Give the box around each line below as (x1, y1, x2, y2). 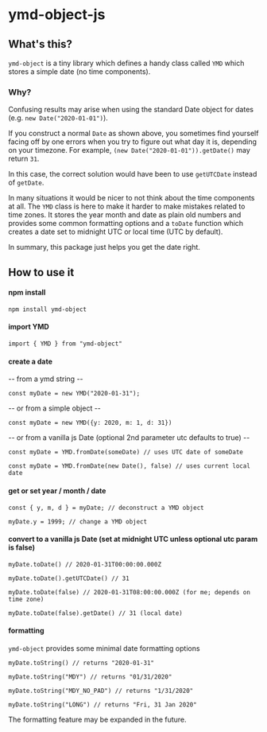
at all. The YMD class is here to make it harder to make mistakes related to (8, 201, 246, 212)
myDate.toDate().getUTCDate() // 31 (8, 574, 130, 582)
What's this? (8, 37, 73, 51)
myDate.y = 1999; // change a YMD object (8, 517, 148, 526)
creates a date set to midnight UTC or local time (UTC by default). (8, 227, 223, 236)
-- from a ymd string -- (8, 374, 83, 384)
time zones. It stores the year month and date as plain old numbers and (8, 210, 242, 220)
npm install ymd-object (8, 305, 87, 313)
